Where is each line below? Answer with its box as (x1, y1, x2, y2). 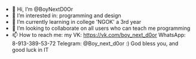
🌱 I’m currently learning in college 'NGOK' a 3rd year (11, 18, 142, 25)
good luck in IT (11, 46, 49, 53)
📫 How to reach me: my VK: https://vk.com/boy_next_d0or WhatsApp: (11, 32, 186, 38)
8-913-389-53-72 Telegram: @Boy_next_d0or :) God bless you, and (11, 40, 179, 47)
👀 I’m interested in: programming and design (11, 12, 121, 19)
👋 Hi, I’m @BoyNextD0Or (11, 6, 73, 13)
